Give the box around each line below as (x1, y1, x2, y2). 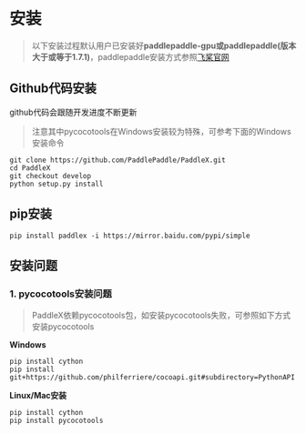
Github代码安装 (9, 81, 97, 96)
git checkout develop (9, 171, 92, 180)
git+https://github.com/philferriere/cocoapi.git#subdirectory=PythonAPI (9, 373, 296, 382)
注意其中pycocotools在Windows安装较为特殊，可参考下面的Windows (31, 126, 291, 136)
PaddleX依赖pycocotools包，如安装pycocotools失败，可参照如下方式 (31, 310, 291, 321)
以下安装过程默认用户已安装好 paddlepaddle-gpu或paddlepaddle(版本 (31, 40, 297, 51)
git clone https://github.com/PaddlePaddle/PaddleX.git (9, 156, 226, 165)
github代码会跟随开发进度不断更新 (9, 106, 138, 117)
